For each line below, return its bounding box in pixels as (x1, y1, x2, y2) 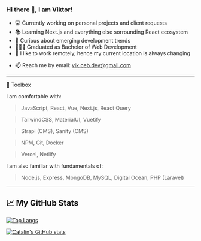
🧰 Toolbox (6, 81, 31, 89)
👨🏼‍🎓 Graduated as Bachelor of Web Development (14, 43, 137, 50)
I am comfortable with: (6, 93, 62, 100)
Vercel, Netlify (20, 151, 56, 158)
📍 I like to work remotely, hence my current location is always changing (14, 50, 190, 57)
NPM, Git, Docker (20, 139, 64, 146)
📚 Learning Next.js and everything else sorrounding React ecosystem (14, 28, 188, 35)
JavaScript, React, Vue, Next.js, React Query (20, 104, 132, 112)
